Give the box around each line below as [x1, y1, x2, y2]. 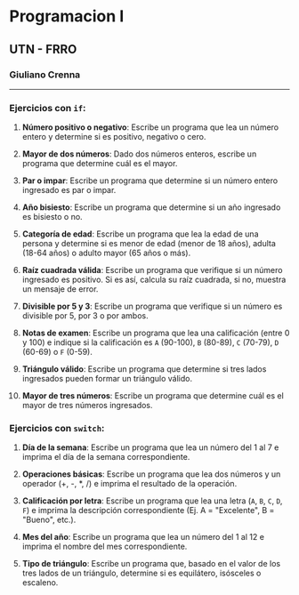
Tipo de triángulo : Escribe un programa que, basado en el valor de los [21, 559, 281, 569]
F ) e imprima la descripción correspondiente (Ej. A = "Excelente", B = [21, 505, 275, 516]
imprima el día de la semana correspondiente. [21, 452, 190, 462]
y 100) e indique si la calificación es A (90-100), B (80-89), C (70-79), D [21, 337, 279, 348]
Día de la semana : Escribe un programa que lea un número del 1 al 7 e [21, 442, 279, 453]
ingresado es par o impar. [21, 185, 117, 196]
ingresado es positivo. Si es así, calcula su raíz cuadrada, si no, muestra [21, 274, 287, 285]
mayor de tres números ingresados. [21, 400, 153, 411]
